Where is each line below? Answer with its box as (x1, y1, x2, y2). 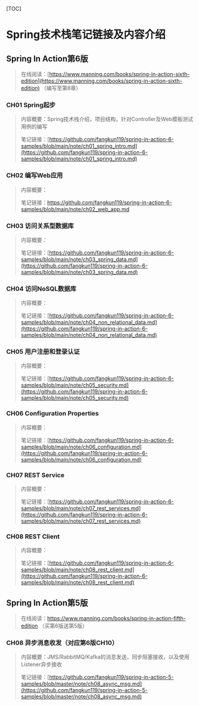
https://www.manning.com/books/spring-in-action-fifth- (47, 615, 186, 622)
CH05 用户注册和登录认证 (6, 347, 80, 356)
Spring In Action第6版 (6, 53, 88, 63)
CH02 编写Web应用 (6, 171, 63, 180)
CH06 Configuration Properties (6, 410, 99, 418)
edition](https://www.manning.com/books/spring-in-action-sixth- (20, 77, 182, 84)
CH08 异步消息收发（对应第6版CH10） (6, 639, 118, 647)
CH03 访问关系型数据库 (6, 222, 74, 230)
